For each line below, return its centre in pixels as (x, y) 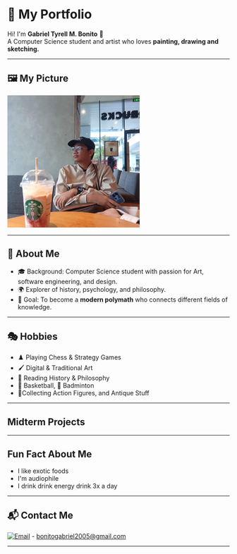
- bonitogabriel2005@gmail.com (79, 536)
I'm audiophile (38, 478)
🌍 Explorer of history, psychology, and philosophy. (91, 289)
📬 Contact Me (40, 516)
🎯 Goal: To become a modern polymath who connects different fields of (122, 300)
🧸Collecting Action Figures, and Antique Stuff (83, 393)
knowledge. (35, 307)
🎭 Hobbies (32, 337)
